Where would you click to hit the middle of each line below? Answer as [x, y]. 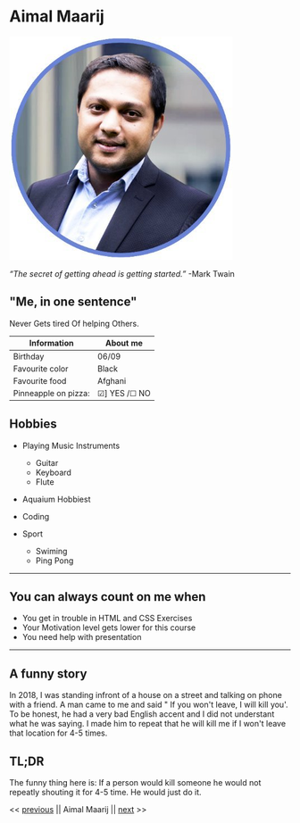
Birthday [29, 356]
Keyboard [53, 472]
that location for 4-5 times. [58, 733]
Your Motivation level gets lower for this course [109, 628]
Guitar [47, 462]
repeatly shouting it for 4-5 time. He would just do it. [106, 792]
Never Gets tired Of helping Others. [75, 323]
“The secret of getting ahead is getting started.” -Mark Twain [122, 273]
